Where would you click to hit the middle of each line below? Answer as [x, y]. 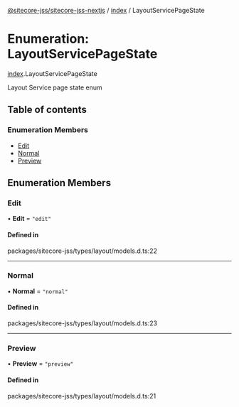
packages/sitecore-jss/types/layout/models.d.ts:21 [82, 396]
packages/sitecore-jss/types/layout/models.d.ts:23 [83, 323]
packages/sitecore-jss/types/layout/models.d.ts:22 [83, 251]
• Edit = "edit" [30, 219]
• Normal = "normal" [38, 291]
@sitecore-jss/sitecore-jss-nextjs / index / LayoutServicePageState [106, 10]
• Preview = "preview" [41, 364]
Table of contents [47, 110]
